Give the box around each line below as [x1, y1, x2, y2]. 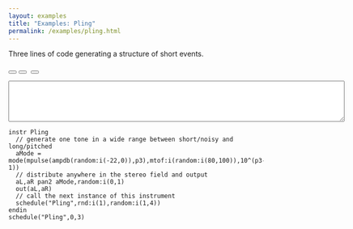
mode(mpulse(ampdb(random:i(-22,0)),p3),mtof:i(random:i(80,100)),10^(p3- [8, 157, 266, 165]
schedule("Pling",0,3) [8, 214, 85, 222]
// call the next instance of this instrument [15, 192, 176, 201]
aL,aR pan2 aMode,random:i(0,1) [15, 178, 125, 186]
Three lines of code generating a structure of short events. [8, 49, 204, 59]
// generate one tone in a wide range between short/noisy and [15, 135, 233, 144]
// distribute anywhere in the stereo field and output [15, 171, 208, 179]
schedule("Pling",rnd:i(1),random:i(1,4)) [15, 199, 161, 207]
